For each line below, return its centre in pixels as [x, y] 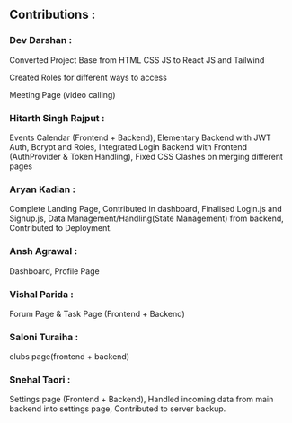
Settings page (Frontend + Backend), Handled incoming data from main [142, 400]
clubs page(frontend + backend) [70, 357]
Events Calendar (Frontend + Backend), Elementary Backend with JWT [140, 137]
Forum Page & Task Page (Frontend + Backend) [97, 313]
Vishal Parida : [42, 294]
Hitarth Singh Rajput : [57, 118]
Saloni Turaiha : [44, 337]
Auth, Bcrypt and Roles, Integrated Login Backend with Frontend [128, 146]
